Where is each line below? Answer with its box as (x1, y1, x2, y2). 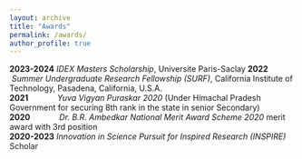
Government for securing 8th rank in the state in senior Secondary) (9, 102, 260, 114)
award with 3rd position (9, 122, 98, 133)
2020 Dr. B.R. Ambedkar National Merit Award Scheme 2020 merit (9, 112, 286, 123)
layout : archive (9, 13, 71, 23)
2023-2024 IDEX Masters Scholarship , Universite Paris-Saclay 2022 (9, 64, 269, 75)
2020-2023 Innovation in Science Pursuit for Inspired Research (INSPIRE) (9, 131, 287, 142)
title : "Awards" (9, 22, 71, 31)
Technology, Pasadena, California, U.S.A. (9, 83, 163, 94)
